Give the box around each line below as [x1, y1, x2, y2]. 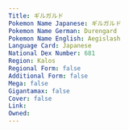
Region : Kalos [8, 57, 56, 65]
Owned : [8, 110, 31, 118]
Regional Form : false [8, 65, 81, 73]
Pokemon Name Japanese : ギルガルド [8, 19, 122, 27]
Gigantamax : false [8, 86, 70, 95]
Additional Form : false [8, 72, 89, 80]
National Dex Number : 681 [8, 49, 95, 57]
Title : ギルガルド [8, 11, 64, 20]
